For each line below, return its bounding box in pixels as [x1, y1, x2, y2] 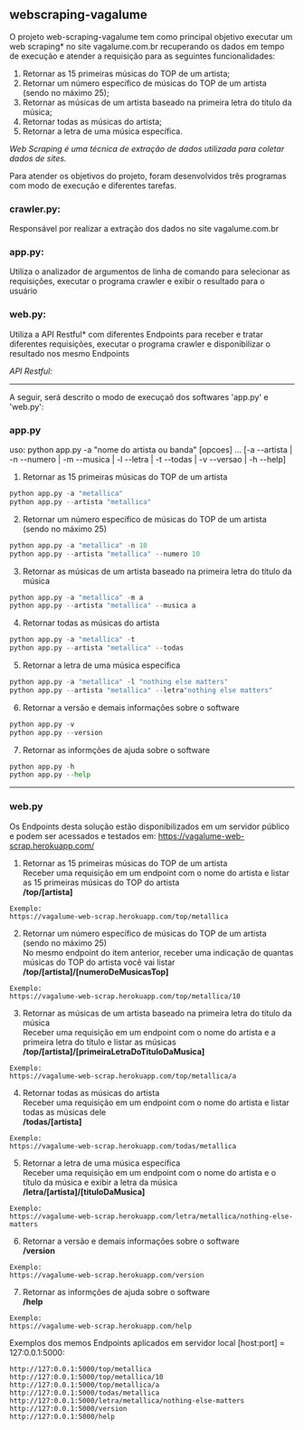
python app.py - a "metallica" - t [9, 635, 136, 644]
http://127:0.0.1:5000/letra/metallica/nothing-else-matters [9, 1396, 245, 1406]
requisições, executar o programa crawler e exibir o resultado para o [9, 276, 265, 287]
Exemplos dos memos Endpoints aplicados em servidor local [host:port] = [9, 1337, 285, 1348]
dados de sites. [9, 153, 67, 164]
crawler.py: [9, 203, 62, 215]
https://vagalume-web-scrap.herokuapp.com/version [9, 1271, 204, 1280]
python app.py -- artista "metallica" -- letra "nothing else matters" [9, 685, 273, 695]
